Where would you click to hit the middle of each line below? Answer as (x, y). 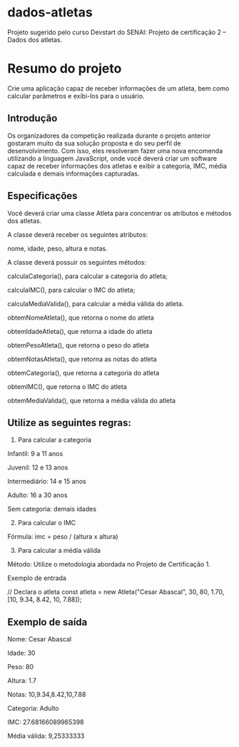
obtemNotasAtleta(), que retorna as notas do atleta (82, 359)
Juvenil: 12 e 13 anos (38, 467)
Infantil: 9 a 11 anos (35, 454)
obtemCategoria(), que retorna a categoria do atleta (83, 372)
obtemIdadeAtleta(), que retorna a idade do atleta (80, 331)
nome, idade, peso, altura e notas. (58, 248)
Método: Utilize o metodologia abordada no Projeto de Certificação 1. (109, 564)
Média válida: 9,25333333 (46, 736)
